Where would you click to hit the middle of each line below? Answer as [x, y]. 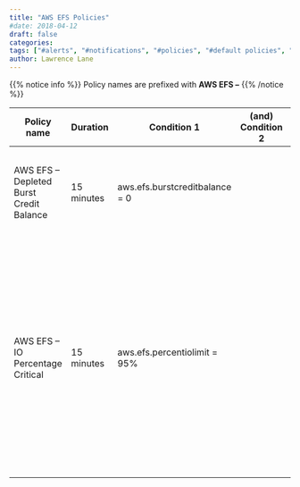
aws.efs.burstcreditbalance [175, 187]
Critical [29, 374]
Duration [90, 127]
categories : [31, 42]
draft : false [33, 34]
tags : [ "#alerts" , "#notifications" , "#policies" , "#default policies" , [147, 51]
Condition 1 [175, 127]
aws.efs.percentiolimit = [168, 352]
